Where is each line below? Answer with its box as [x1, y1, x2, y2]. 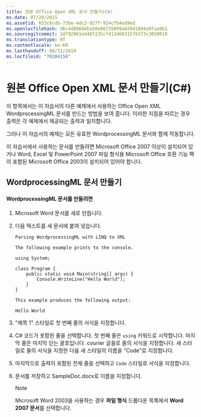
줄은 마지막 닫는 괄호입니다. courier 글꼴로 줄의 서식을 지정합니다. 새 [21, 339, 181, 347]
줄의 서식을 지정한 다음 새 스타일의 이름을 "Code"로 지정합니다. [26, 347, 174, 355]
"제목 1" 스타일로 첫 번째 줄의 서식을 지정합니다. [14, 319, 126, 326]
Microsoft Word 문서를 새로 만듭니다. [14, 210, 103, 217]
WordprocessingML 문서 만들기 [6, 177, 122, 187]
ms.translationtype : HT [6, 37, 66, 43]
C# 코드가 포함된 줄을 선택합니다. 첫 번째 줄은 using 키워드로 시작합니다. [14, 332, 184, 339]
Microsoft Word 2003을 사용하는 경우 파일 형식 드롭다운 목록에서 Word [14, 397, 184, 404]
